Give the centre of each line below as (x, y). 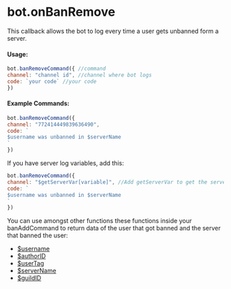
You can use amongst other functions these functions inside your (100, 221)
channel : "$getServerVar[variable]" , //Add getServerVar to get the (107, 182)
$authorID (31, 256)
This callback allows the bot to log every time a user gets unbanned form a (113, 31)
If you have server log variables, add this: (66, 163)
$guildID (29, 278)
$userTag (31, 264)
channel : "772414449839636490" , (53, 125)
